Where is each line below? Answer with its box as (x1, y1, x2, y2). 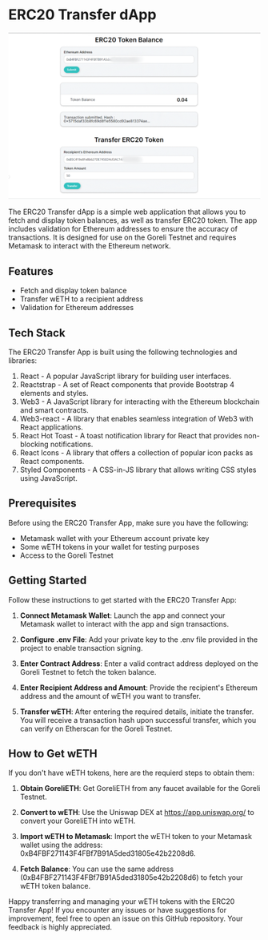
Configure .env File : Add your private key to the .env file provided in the (19, 635, 258, 644)
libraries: (8, 356, 38, 365)
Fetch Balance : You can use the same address (19, 864, 174, 874)
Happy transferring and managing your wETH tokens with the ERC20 (8, 897, 235, 906)
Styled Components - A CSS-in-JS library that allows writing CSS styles (19, 465, 257, 474)
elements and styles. (19, 389, 89, 398)
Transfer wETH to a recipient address (19, 294, 144, 304)
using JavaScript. (19, 474, 78, 483)
